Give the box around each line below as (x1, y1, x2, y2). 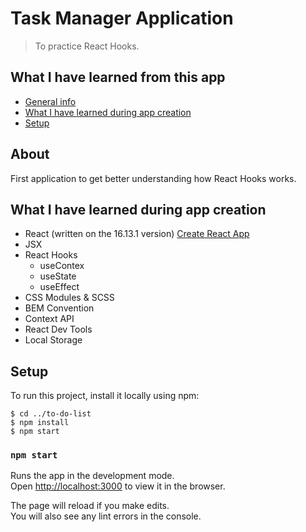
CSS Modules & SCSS (24, 292, 115, 304)
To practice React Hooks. (34, 40, 140, 52)
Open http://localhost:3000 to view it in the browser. (10, 480, 226, 492)
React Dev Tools (24, 323, 93, 336)
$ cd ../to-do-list (10, 409, 92, 419)
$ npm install (10, 418, 70, 428)
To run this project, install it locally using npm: (10, 390, 200, 402)
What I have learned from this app (10, 69, 226, 86)
